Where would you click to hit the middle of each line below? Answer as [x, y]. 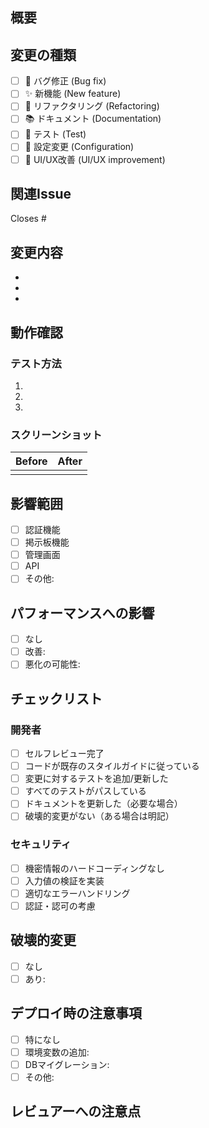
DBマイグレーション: [67, 1064]
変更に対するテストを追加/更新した [96, 779]
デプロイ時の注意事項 [76, 1013]
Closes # [28, 219]
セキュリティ [41, 845]
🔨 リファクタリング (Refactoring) [92, 106]
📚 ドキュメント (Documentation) [93, 119]
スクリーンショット [56, 435]
